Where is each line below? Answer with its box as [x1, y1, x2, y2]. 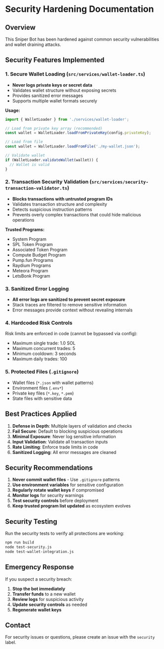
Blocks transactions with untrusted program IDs [12, 196, 113, 201]
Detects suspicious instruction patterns [12, 206, 92, 212]
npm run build [5, 540, 35, 545]
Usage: [5, 107, 21, 113]
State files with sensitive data [12, 395, 73, 401]
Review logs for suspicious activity [12, 596, 84, 602]
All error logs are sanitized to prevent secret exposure [12, 297, 125, 302]
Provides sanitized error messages [12, 93, 83, 99]
